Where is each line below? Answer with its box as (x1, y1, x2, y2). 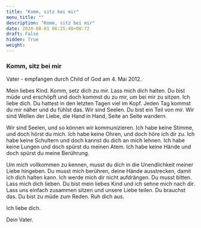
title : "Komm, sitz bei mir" (6, 8, 79, 15)
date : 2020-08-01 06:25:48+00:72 (6, 25, 90, 32)
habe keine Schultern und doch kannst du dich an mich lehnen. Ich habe (6, 137, 185, 144)
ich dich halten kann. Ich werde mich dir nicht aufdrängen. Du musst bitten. (6, 174, 192, 181)
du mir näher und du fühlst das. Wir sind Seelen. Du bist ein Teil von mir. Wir (6, 106, 194, 114)
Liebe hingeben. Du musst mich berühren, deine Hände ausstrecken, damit (6, 168, 191, 175)
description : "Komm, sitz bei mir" (6, 20, 95, 26)
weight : (6, 42, 26, 48)
